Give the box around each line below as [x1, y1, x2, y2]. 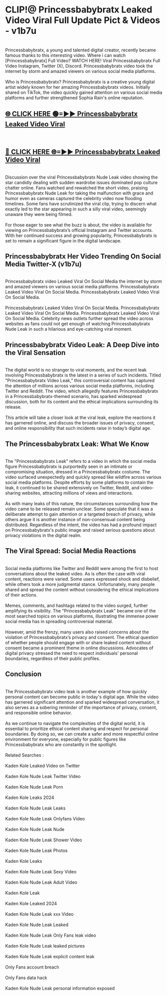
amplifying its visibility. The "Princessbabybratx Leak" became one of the [5, 607, 156, 613]
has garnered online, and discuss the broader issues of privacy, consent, [5, 420, 155, 426]
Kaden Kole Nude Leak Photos [5, 847, 68, 853]
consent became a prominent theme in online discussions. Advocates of [5, 645, 154, 651]
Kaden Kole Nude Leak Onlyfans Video [5, 815, 85, 821]
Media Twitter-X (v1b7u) [5, 260, 82, 268]
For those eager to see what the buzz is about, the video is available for [5, 221, 152, 228]
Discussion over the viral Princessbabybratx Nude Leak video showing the [5, 174, 158, 180]
